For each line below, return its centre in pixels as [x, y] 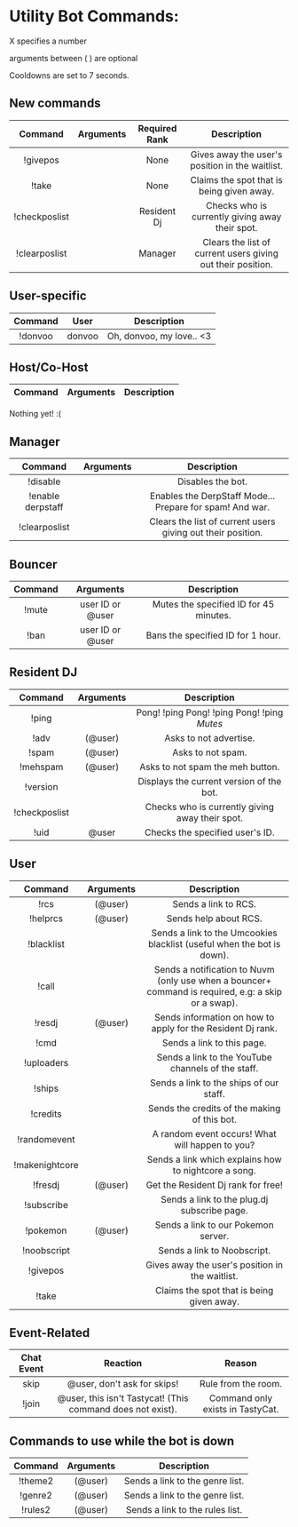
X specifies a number [48, 41]
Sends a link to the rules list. [184, 1510]
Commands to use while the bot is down [122, 1441]
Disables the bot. [212, 481]
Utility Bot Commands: [94, 16]
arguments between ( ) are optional [74, 58]
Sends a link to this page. [214, 1043]
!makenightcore [46, 1165]
